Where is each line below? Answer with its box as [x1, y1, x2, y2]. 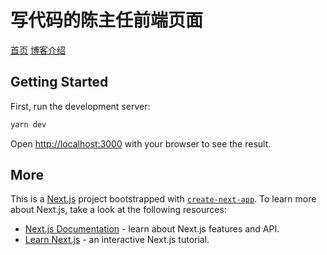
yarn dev [10, 119, 47, 130]
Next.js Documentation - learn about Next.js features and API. [24, 223, 280, 235]
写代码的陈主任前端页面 [10, 9, 204, 32]
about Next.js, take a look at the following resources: [10, 204, 227, 216]
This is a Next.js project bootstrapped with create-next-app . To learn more [10, 193, 317, 205]
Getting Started [10, 74, 109, 91]
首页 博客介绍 [10, 44, 66, 56]
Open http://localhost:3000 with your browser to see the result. [10, 137, 272, 150]
